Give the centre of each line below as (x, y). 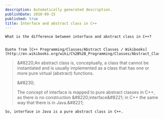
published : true (21, 19)
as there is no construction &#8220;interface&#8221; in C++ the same (88, 97)
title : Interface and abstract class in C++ (51, 23)
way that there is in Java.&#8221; (50, 103)
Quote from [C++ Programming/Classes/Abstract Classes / (64, 49)
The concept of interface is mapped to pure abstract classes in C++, (86, 92)
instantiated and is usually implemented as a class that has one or (83, 68)
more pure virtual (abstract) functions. (55, 73)
